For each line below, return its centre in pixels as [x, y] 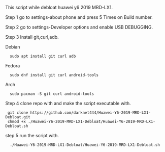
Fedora [13, 66]
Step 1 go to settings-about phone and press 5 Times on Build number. [79, 17]
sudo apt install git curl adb [43, 56]
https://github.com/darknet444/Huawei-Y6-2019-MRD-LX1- [91, 113]
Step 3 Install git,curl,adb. [32, 37]
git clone [18, 113]
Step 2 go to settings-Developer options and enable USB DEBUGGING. [79, 27]
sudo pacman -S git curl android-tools [52, 94]
